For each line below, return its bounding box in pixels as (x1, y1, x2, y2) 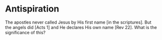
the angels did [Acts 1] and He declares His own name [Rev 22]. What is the (5, 24, 157, 30)
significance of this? (5, 29, 46, 35)
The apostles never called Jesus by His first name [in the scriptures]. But (5, 19, 152, 25)
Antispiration (5, 3, 60, 14)
